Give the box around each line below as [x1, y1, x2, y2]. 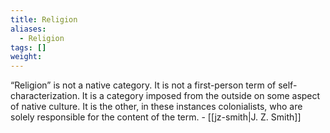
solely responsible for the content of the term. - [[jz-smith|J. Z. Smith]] [10, 111, 302, 123]
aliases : [10, 24, 47, 34]
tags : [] [10, 42, 47, 53]
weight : [10, 52, 43, 62]
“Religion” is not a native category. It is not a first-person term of [10, 79, 277, 91]
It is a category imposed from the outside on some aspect [81, 90, 321, 102]
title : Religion [10, 14, 78, 25]
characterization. [10, 90, 80, 102]
